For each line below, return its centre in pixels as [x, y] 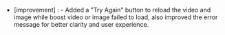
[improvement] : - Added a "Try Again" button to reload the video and [112, 10]
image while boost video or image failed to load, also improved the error [116, 17]
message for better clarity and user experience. [81, 24]
